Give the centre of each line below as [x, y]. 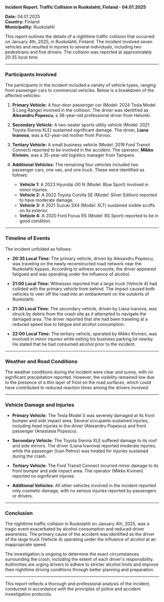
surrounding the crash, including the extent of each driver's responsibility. [80, 559]
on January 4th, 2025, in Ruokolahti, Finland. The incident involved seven [79, 42]
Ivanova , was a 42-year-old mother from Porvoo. [62, 135]
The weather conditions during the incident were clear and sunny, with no [79, 372]
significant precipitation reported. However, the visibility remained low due [80, 377]
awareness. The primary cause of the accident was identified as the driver [80, 534]
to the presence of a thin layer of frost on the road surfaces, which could [78, 382]
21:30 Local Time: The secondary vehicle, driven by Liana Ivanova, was [84, 308]
